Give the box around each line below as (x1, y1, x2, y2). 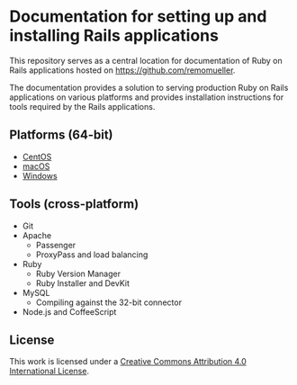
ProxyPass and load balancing (35, 249, 148, 260)
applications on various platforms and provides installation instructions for (9, 92, 284, 103)
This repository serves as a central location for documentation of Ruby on (9, 55, 283, 66)
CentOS (22, 151, 52, 162)
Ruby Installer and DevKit (35, 277, 130, 289)
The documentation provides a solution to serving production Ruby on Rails (9, 82, 289, 93)
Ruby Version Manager (35, 268, 121, 279)
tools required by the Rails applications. (9, 101, 156, 112)
